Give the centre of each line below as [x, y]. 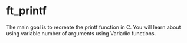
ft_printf [27, 11]
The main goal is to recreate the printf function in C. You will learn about [93, 27]
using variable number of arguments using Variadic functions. [81, 33]
